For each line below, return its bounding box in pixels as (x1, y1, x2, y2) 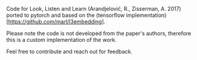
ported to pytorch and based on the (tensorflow (6, 12, 125, 19)
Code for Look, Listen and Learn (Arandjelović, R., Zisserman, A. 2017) (6, 5, 181, 12)
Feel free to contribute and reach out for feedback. (6, 48, 133, 55)
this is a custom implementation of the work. (6, 36, 117, 43)
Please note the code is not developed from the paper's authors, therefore (6, 30, 192, 37)
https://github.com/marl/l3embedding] (8, 18, 104, 25)
